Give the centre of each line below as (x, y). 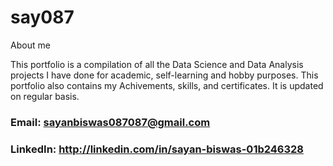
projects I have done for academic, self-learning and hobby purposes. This (164, 75)
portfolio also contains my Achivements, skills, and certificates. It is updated (167, 85)
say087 (42, 17)
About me (30, 45)
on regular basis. (45, 96)
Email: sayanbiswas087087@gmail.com (110, 122)
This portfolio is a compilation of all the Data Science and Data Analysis (157, 64)
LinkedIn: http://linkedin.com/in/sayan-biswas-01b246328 (157, 149)
